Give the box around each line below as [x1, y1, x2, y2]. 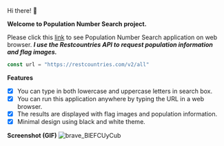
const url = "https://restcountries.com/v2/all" [7, 61, 150, 68]
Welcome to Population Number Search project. [7, 20, 147, 28]
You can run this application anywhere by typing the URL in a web [17, 94, 205, 103]
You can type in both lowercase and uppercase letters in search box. [17, 87, 213, 95]
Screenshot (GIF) [7, 132, 57, 140]
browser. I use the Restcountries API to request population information [7, 41, 214, 48]
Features [7, 73, 33, 82]
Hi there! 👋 [7, 7, 38, 14]
